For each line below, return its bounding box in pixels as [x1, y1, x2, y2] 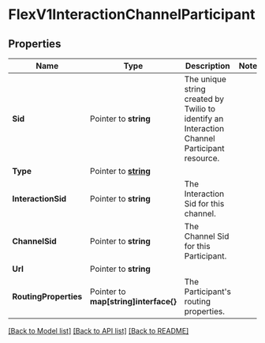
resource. [184, 153, 220, 164]
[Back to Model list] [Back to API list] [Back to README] [8, 326, 189, 335]
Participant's [184, 286, 231, 297]
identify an [184, 113, 224, 124]
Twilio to [184, 104, 215, 114]
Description [185, 61, 230, 71]
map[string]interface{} [89, 296, 177, 307]
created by [184, 93, 225, 104]
